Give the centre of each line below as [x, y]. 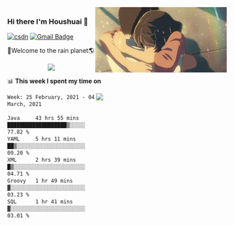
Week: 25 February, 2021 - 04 [51, 98]
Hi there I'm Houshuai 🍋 [48, 22]
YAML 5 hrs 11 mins [42, 139]
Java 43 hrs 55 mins [43, 118]
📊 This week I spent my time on [54, 81]
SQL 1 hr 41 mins [40, 202]
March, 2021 [24, 104]
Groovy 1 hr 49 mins [40, 181]
